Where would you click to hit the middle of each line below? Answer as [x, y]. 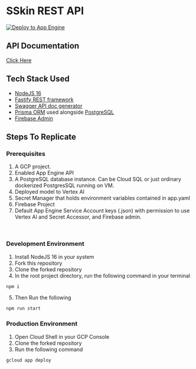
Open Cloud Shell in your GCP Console [62, 336]
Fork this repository [38, 263]
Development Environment [45, 244]
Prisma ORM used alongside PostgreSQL [64, 112]
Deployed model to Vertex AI [49, 192]
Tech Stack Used [38, 79]
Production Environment [42, 324]
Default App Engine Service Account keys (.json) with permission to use [102, 211]
